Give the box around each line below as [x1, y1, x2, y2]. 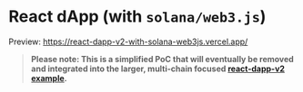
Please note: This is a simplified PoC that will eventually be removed [30, 53, 295, 64]
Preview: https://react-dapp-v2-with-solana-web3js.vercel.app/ [8, 36, 248, 47]
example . [30, 72, 67, 83]
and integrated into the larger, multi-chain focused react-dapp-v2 [30, 63, 286, 74]
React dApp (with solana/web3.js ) [8, 6, 267, 27]
